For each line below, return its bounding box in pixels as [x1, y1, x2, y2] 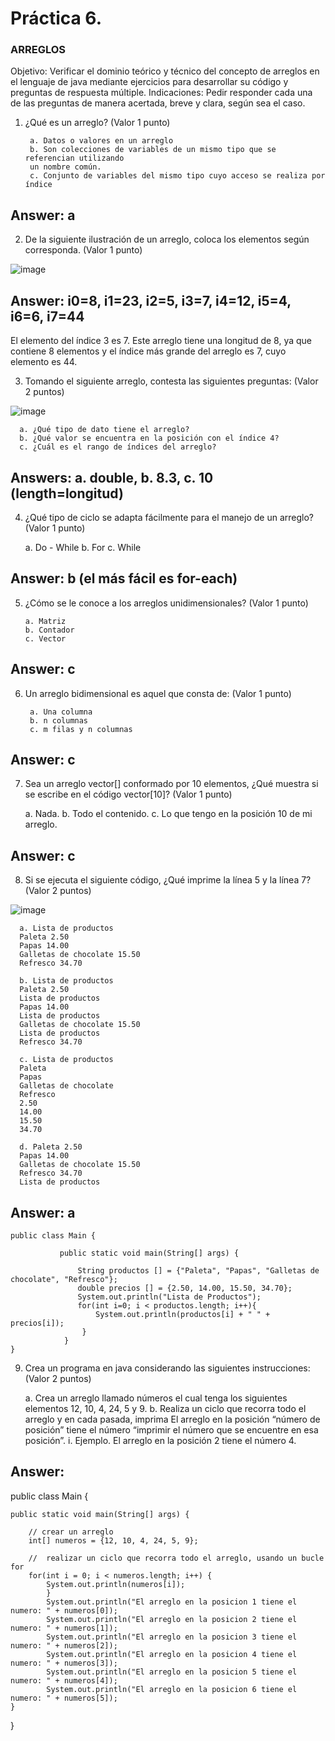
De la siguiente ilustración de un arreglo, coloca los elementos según [24, 233, 310, 246]
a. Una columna [29, 707, 93, 717]
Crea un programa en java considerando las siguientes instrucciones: [24, 1362, 311, 1374]
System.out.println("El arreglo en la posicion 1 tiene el [46, 1597, 298, 1607]
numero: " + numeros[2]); [10, 1640, 118, 1651]
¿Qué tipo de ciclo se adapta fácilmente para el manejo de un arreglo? [24, 511, 314, 523]
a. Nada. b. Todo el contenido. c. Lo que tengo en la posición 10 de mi [24, 808, 313, 820]
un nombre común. [29, 162, 102, 172]
